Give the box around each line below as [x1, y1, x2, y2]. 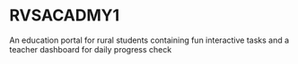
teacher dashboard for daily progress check [9, 44, 172, 54]
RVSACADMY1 [9, 5, 120, 26]
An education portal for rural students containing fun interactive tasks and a [9, 35, 290, 45]
